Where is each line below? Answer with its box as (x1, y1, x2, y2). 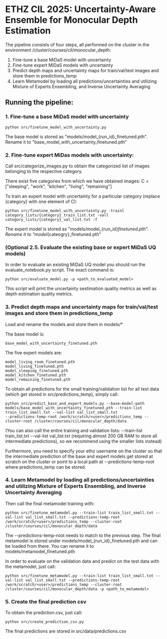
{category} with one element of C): (5, 198, 77, 205)
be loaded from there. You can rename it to (5, 543, 94, 549)
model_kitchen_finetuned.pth (5, 372, 66, 377)
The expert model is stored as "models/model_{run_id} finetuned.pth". (5, 226, 149, 232)
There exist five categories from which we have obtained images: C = (5, 178, 149, 184)
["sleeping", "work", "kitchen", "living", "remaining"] (5, 183, 112, 189)
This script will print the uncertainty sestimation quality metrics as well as (5, 286, 157, 292)
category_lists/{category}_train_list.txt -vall (5, 213, 109, 218)
